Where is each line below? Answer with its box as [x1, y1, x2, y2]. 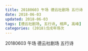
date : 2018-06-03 [5, 12, 41, 17]
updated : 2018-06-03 [5, 16, 48, 21]
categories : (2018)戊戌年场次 [5, 26, 64, 31]
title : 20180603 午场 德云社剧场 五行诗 [5, 7, 83, 12]
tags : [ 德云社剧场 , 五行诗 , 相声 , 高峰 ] [5, 21, 81, 26]
